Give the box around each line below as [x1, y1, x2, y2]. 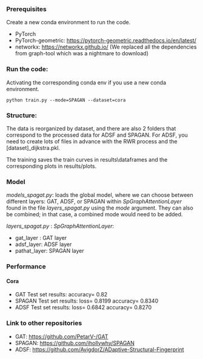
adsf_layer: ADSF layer [15, 241, 72, 248]
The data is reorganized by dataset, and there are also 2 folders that [6, 125, 176, 132]
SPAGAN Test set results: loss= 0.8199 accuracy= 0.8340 [15, 297, 159, 305]
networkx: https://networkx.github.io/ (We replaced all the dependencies [15, 43, 197, 50]
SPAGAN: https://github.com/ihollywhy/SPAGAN [15, 339, 135, 346]
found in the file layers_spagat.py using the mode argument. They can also [6, 204, 194, 211]
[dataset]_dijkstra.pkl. [6, 144, 61, 151]
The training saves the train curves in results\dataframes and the [6, 156, 168, 163]
